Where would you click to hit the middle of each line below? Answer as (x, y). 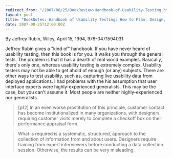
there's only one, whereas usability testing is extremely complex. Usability (83, 65)
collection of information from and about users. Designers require (87, 139)
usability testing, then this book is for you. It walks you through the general (84, 54)
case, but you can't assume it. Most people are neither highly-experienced (84, 92)
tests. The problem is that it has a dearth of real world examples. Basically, (84, 60)
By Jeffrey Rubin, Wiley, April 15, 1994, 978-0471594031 (64, 39)
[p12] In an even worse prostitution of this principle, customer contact (91, 107)
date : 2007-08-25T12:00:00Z (35, 24)
